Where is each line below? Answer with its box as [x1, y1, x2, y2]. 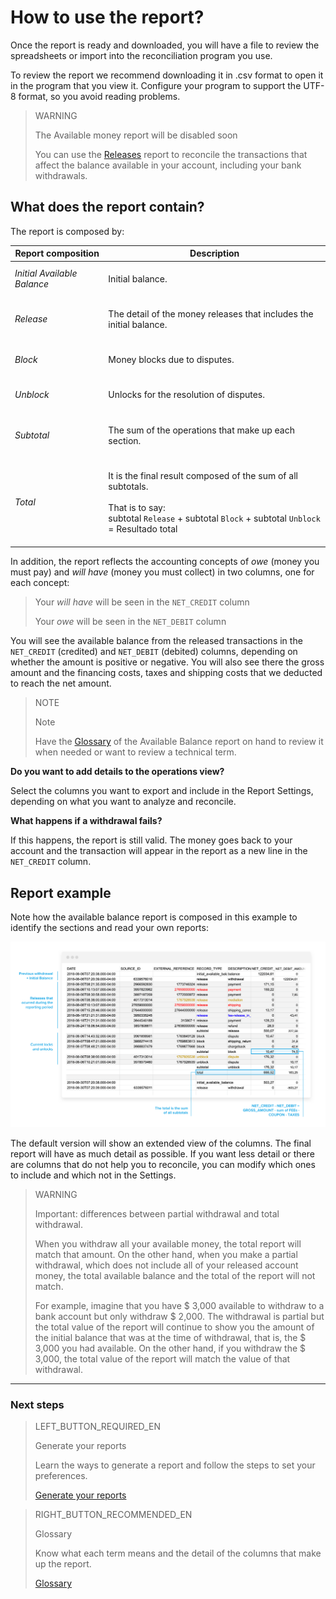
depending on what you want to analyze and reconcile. [10, 796, 237, 808]
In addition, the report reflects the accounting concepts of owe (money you [10, 556, 320, 568]
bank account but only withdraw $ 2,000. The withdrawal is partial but [34, 1310, 325, 1322]
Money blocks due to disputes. [108, 354, 235, 365]
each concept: [10, 577, 70, 589]
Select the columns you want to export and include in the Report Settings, [10, 785, 314, 797]
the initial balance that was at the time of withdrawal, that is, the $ [34, 1331, 307, 1343]
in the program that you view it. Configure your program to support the [10, 79, 302, 91]
